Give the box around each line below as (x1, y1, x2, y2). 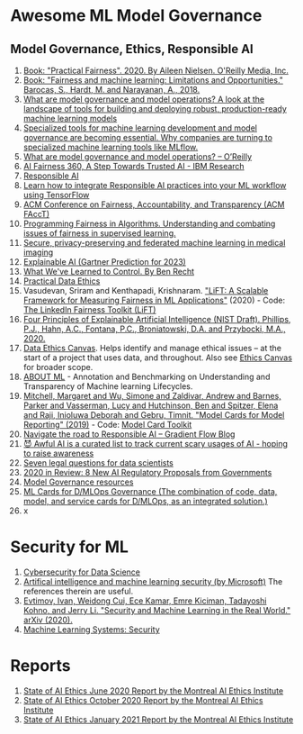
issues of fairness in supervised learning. (22, 228, 176, 239)
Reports (10, 656, 71, 676)
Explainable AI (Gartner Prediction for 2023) (22, 257, 187, 267)
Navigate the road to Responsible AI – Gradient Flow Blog (22, 429, 236, 439)
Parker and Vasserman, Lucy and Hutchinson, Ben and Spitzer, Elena (22, 400, 279, 411)
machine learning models (22, 113, 118, 123)
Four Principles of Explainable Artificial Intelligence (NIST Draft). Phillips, (22, 314, 291, 324)
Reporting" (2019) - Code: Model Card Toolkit (22, 420, 192, 430)
